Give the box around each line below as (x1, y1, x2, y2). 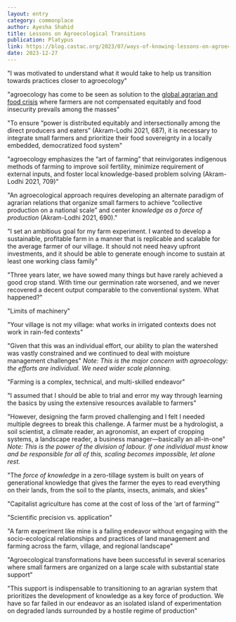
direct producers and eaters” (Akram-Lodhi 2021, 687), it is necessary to (7, 126, 218, 135)
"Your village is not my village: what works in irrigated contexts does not (7, 320, 216, 328)
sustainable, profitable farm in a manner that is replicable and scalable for (7, 234, 221, 243)
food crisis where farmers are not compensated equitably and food (7, 97, 202, 106)
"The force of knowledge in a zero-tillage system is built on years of (7, 471, 204, 479)
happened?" (7, 293, 44, 301)
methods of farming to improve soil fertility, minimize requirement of (7, 162, 204, 170)
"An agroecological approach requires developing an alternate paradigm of (7, 191, 224, 199)
